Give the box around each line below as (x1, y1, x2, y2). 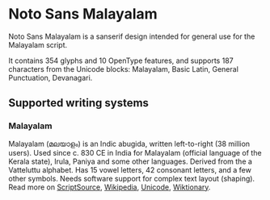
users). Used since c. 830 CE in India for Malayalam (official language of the (8, 148, 262, 157)
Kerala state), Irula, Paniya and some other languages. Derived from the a (8, 156, 253, 166)
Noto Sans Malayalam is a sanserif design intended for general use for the (8, 31, 255, 41)
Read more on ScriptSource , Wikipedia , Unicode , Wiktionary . (8, 182, 211, 192)
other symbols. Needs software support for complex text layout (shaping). (8, 173, 255, 183)
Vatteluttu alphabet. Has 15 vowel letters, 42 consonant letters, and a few (8, 165, 252, 174)
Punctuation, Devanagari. (8, 73, 93, 82)
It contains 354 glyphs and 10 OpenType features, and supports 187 (8, 56, 234, 65)
